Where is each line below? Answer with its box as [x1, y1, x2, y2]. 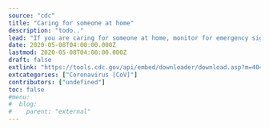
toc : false [8, 85, 45, 94]
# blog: [8, 100, 38, 108]
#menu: [8, 93, 30, 101]
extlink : [8, 64, 38, 72]
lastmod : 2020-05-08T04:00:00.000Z [8, 48, 127, 56]
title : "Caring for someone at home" [8, 19, 134, 27]
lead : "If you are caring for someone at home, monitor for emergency [8, 33, 249, 42]
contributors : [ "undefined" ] [8, 78, 106, 86]
